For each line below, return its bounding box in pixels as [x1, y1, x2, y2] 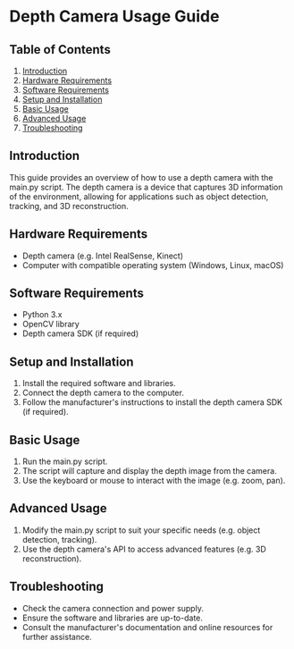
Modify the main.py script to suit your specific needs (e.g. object [21, 525, 261, 535]
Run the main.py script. [21, 456, 108, 467]
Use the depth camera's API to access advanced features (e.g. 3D [21, 544, 266, 554]
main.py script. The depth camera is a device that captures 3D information [9, 181, 283, 192]
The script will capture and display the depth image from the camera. [21, 466, 277, 476]
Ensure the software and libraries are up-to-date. [21, 612, 204, 623]
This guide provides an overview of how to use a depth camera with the [9, 172, 273, 182]
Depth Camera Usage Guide [9, 6, 220, 27]
